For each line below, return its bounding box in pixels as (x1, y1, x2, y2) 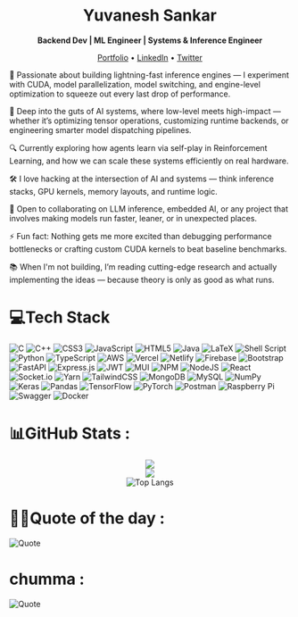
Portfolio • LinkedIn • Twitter (96, 52, 203, 63)
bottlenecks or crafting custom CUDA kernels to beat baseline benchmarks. (9, 243, 287, 254)
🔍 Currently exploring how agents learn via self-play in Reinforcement (9, 142, 268, 153)
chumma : (9, 569, 85, 589)
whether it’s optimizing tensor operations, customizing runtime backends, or (9, 115, 289, 126)
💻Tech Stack (9, 307, 111, 328)
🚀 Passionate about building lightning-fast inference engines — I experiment (9, 69, 290, 80)
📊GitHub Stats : (9, 423, 131, 444)
